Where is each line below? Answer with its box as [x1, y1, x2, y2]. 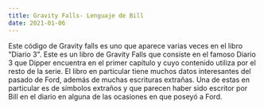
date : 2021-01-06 [8, 19, 66, 27]
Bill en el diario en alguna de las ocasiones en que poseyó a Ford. [8, 91, 223, 101]
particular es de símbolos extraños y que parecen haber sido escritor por [8, 83, 248, 92]
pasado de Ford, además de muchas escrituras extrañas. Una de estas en [8, 75, 250, 84]
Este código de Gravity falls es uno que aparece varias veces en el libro [8, 41, 243, 50]
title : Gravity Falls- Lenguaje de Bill [8, 11, 145, 20]
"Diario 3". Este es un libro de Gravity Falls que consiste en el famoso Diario [8, 49, 256, 59]
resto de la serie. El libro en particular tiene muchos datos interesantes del [8, 66, 252, 76]
